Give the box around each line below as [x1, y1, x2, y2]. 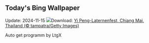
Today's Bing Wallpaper [5, 4, 80, 12]
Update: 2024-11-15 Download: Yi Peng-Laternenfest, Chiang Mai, [5, 17, 144, 23]
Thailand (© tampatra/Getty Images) [5, 22, 79, 28]
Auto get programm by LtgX [5, 32, 62, 38]
